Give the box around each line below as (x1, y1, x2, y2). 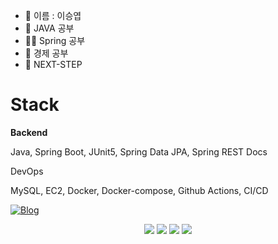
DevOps (10, 165, 44, 177)
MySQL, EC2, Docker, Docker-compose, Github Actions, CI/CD (10, 184, 269, 196)
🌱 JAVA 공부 (24, 22, 75, 34)
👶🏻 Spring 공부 (24, 35, 86, 46)
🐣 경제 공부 (24, 47, 69, 59)
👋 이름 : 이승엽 (24, 10, 82, 21)
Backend (10, 126, 48, 138)
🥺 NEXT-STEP (24, 59, 83, 70)
